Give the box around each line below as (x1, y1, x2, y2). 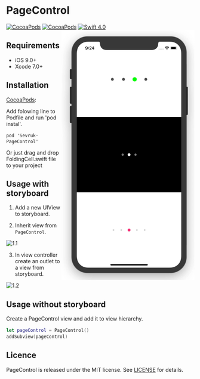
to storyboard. (14, 210, 50, 218)
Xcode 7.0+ (14, 63, 43, 70)
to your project (6, 162, 43, 169)
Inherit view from (14, 222, 57, 229)
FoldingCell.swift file (6, 155, 57, 162)
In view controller (14, 251, 58, 258)
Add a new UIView (14, 204, 61, 211)
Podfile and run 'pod (6, 114, 57, 121)
